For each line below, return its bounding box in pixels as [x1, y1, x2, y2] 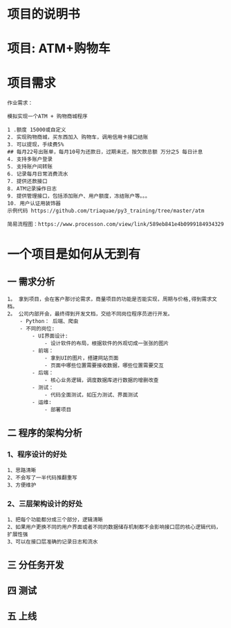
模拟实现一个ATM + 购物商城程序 [7, 113, 88, 120]
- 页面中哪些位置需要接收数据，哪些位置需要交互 [44, 362, 164, 369]
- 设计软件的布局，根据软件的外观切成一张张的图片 [44, 340, 169, 347]
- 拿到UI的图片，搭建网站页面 [44, 355, 119, 362]
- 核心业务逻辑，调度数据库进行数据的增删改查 [44, 377, 159, 384]
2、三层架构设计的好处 [7, 498, 83, 508]
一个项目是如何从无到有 [7, 246, 141, 262]
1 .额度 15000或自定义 [7, 126, 66, 134]
